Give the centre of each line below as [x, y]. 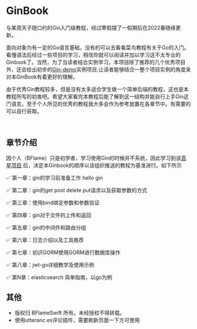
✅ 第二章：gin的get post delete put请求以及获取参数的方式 [77, 190]
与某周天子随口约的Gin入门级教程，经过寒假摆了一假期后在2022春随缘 [91, 28]
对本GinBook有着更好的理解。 [42, 77]
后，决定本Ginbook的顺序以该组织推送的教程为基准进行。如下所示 [102, 165]
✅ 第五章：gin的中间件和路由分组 [46, 227]
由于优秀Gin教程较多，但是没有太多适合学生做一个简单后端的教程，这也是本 [98, 89]
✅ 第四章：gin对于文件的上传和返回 [49, 215]
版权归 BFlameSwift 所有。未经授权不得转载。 [69, 313]
